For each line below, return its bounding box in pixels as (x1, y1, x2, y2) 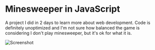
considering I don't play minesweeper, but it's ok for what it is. (5, 30, 132, 36)
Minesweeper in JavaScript (5, 3, 120, 15)
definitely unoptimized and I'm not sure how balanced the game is (5, 25, 140, 30)
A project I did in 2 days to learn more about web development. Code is (5, 20, 151, 25)
